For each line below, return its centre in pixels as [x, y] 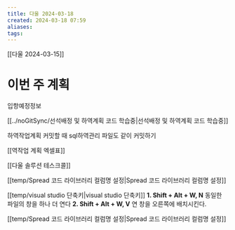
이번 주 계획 [39, 85]
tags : [15, 33]
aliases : [20, 27]
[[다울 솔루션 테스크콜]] [39, 165]
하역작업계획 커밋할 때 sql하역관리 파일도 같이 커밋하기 [82, 136]
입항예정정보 [25, 106]
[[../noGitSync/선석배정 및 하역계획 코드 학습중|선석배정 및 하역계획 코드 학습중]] [118, 121]
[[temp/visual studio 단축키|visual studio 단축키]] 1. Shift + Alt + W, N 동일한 [115, 195]
